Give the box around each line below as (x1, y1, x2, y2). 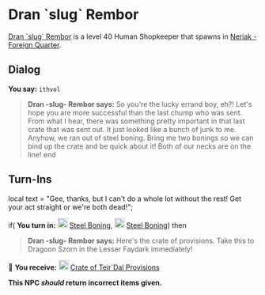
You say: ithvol (8, 84, 61, 93)
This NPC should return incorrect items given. (8, 278, 162, 287)
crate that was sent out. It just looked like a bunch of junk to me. (27, 124, 237, 134)
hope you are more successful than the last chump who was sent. (27, 108, 243, 117)
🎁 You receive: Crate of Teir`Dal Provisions (8, 263, 160, 272)
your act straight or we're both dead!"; (8, 202, 133, 211)
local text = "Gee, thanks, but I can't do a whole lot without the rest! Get (8, 194, 242, 203)
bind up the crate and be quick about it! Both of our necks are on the (27, 141, 252, 151)
